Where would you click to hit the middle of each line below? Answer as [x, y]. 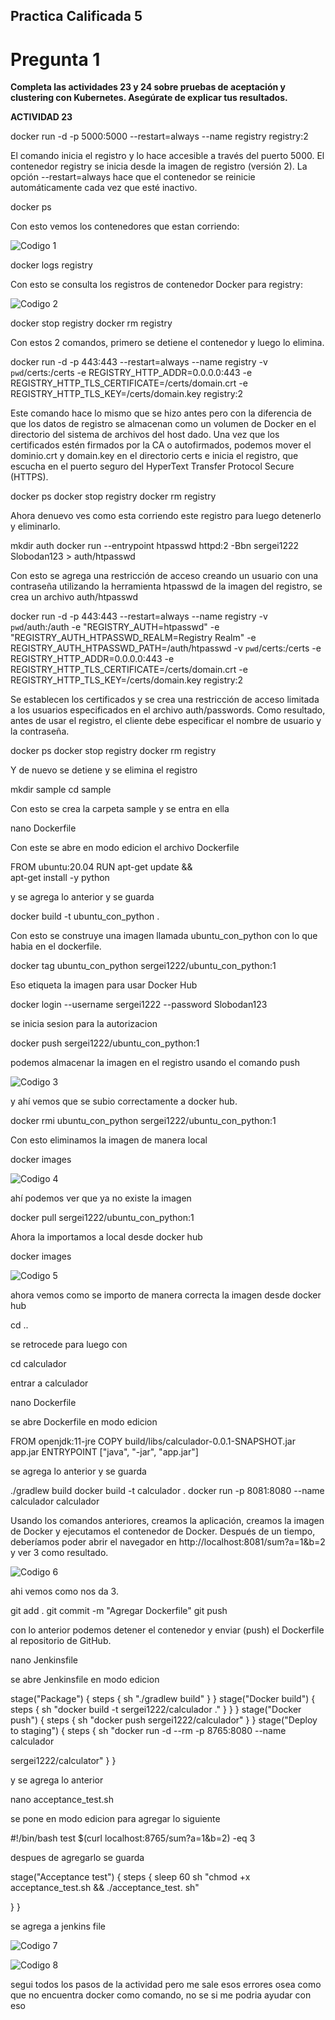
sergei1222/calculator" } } [63, 1761]
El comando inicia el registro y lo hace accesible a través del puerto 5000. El [167, 156]
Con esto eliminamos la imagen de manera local [109, 1140]
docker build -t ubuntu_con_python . [85, 916]
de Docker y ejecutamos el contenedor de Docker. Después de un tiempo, [163, 1531]
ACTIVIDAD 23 [41, 117]
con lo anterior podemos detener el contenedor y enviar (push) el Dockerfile [167, 1630]
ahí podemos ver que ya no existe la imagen [101, 1198]
